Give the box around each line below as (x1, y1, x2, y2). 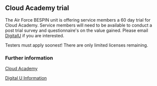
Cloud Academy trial (5, 4, 69, 12)
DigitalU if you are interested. (5, 32, 64, 38)
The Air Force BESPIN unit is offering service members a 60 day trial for (5, 17, 151, 23)
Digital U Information (5, 75, 47, 81)
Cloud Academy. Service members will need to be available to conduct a (5, 22, 153, 28)
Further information (5, 54, 53, 61)
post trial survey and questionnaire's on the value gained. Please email (5, 27, 149, 33)
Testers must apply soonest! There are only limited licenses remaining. (5, 42, 149, 48)
